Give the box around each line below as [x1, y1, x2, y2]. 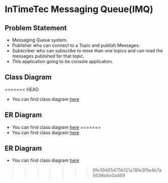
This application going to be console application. [12, 58, 114, 64]
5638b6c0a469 [92, 172, 126, 178]
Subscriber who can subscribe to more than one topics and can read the [12, 48, 163, 53]
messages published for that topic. [12, 53, 84, 59]
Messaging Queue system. [12, 37, 68, 43]
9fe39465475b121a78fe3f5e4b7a [92, 167, 162, 173]
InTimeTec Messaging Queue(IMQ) [5, 4, 153, 15]
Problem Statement [5, 24, 67, 32]
